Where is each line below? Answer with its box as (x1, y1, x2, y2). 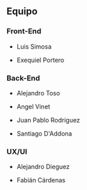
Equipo (6, 6, 38, 17)
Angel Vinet (16, 102, 50, 111)
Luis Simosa (16, 42, 52, 51)
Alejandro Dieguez (16, 163, 70, 171)
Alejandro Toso (16, 88, 61, 97)
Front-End (6, 26, 42, 36)
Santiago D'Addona (16, 129, 72, 138)
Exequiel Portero (16, 56, 65, 64)
